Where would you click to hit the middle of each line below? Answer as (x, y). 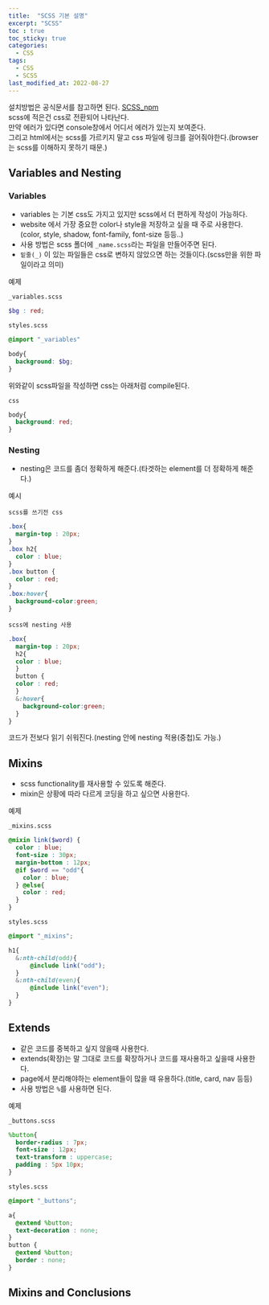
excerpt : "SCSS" (35, 23)
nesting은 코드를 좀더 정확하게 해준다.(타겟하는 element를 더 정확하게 (129, 469)
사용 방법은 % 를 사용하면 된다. (66, 1088)
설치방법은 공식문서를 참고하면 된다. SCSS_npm (84, 107)
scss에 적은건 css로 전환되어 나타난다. (69, 117)
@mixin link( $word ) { (45, 840)
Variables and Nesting (65, 172)
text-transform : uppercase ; (64, 1157)
